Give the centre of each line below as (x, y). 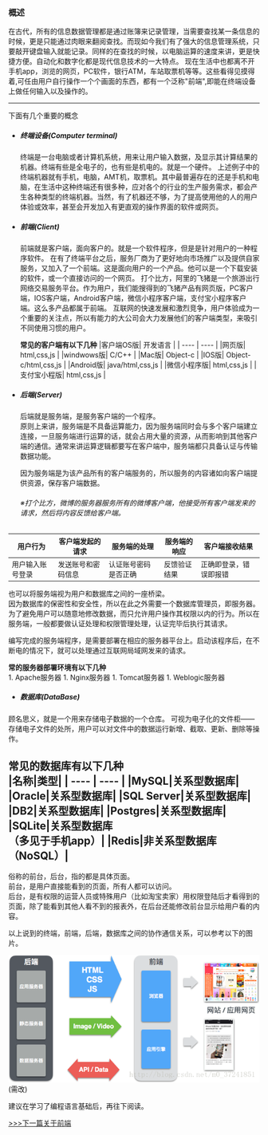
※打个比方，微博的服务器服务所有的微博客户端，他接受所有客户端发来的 (137, 502)
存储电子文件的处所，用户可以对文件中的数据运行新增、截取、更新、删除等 (130, 728)
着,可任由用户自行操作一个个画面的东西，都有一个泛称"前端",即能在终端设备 (132, 81)
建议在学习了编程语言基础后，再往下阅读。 (78, 1106)
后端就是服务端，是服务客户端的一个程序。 (90, 416)
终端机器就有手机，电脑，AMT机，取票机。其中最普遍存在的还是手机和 (136, 177)
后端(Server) (41, 394)
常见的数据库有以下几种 (66, 766)
